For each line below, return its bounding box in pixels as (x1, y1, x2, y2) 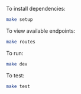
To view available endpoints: (6, 27, 76, 35)
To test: (6, 71, 25, 79)
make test (6, 83, 31, 89)
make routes (6, 39, 35, 45)
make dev (6, 61, 28, 67)
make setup (6, 17, 33, 23)
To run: (6, 49, 24, 57)
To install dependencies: (6, 5, 66, 12)
